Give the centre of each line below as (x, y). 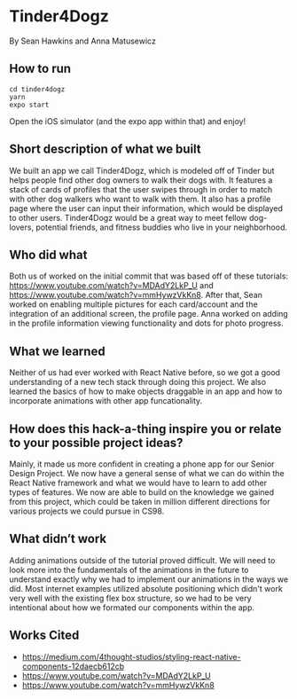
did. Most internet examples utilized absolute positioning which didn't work (146, 588)
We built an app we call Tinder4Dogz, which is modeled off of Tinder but (142, 170)
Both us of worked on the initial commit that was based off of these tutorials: (149, 276)
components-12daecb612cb (73, 666)
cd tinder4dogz (37, 89)
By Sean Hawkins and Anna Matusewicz (83, 41)
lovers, (21, 227)
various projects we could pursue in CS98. (87, 511)
